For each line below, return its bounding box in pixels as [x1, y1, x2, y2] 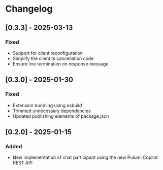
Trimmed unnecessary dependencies [12, 108, 91, 114]
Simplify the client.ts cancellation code [12, 55, 94, 61]
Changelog [5, 3, 53, 15]
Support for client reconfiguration [12, 50, 83, 56]
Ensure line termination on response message [12, 60, 109, 66]
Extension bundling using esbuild [12, 102, 82, 108]
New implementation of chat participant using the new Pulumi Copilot [12, 154, 158, 160]
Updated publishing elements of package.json [12, 113, 109, 119]
